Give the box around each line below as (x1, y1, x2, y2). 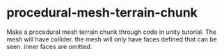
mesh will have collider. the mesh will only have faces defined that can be (6, 35, 217, 43)
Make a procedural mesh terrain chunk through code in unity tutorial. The (6, 28, 217, 36)
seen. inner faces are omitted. (6, 42, 93, 50)
